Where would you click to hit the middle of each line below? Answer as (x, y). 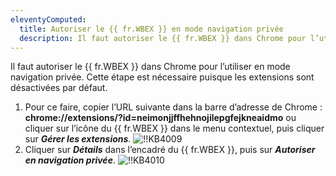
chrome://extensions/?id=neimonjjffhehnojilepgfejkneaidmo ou (160, 118)
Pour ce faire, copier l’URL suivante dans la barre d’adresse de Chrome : (173, 107)
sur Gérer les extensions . (78, 139)
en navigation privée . (70, 160)
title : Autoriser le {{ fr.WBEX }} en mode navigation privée (151, 29)
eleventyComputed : (48, 19)
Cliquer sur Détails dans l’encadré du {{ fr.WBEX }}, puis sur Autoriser (170, 150)
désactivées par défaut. (59, 88)
